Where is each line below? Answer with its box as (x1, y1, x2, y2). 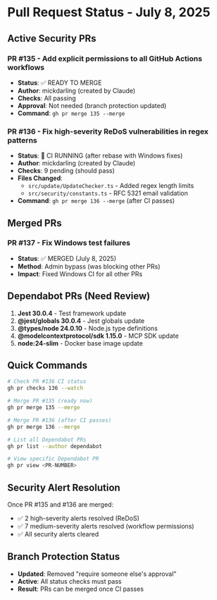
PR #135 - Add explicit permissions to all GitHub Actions (7, 54, 203, 64)
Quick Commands (7, 360, 88, 372)
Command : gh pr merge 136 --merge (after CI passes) (17, 196, 175, 205)
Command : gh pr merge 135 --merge (17, 109, 125, 117)
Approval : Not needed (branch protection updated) (17, 101, 167, 110)
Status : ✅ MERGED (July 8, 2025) (17, 254, 116, 262)
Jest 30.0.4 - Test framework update (17, 309, 127, 317)
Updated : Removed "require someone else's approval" (17, 570, 177, 578)
